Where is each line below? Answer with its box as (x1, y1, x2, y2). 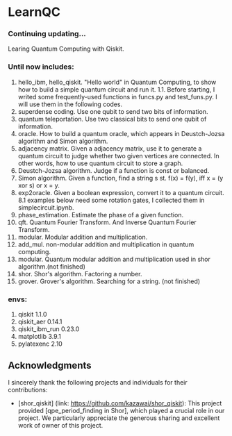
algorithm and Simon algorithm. (17, 137, 108, 145)
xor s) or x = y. (17, 181, 60, 190)
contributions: (8, 385, 48, 394)
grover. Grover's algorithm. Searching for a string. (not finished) (17, 277, 201, 285)
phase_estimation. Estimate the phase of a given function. (17, 210, 183, 219)
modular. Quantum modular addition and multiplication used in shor (17, 255, 210, 263)
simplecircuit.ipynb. (17, 203, 75, 212)
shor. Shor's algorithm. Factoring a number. (17, 269, 142, 278)
